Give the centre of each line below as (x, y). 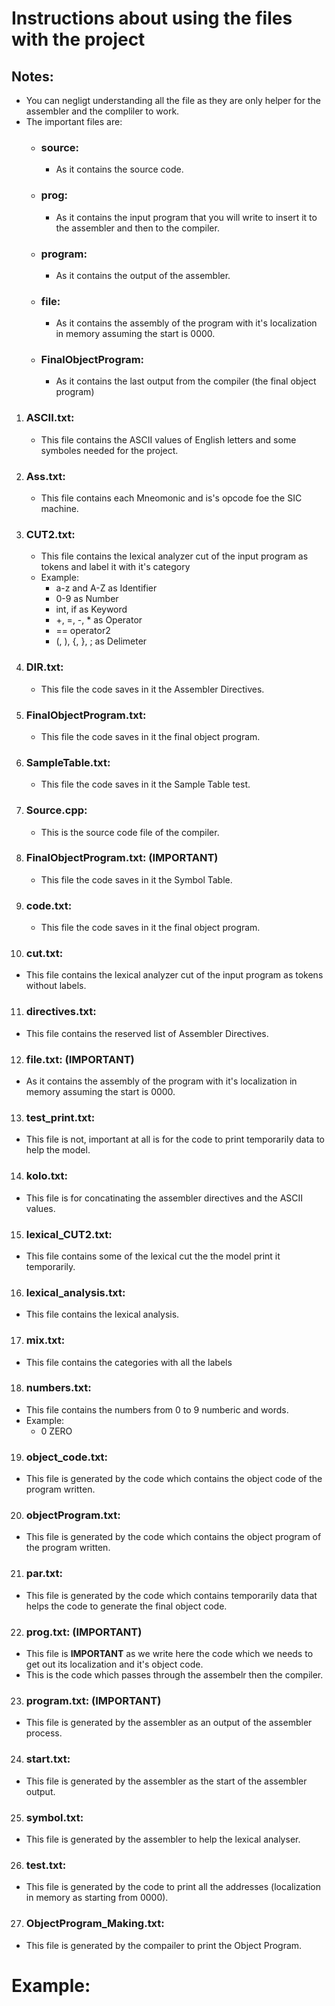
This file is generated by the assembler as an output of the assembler (169, 1723)
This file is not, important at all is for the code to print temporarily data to (175, 1139)
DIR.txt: (44, 667)
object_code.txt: (67, 1457)
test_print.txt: (60, 1117)
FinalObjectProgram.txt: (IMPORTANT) (122, 858)
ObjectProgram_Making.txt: (95, 1924)
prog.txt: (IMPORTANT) (84, 1632)
